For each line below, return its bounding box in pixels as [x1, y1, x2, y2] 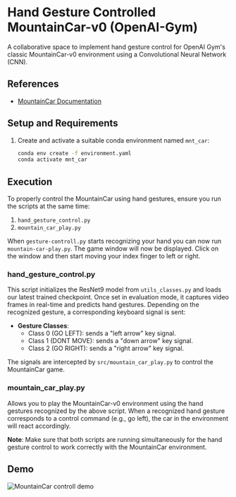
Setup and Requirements [7, 117, 118, 129]
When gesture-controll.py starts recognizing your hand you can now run [7, 237, 222, 246]
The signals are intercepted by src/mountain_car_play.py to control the [7, 358, 213, 366]
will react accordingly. [7, 421, 72, 430]
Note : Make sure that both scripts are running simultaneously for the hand [7, 435, 223, 443]
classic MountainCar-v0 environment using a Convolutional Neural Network [7, 50, 227, 59]
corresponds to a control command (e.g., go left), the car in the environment [7, 414, 229, 422]
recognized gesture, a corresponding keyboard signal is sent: [7, 308, 186, 316]
